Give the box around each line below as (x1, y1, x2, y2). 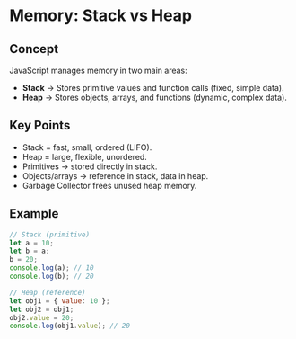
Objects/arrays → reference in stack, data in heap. (22, 170, 209, 181)
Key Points (9, 118, 71, 133)
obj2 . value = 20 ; (9, 313, 74, 322)
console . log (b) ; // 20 (9, 272, 94, 281)
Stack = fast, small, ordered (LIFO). (22, 141, 152, 153)
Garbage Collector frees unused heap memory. (22, 180, 197, 191)
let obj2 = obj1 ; (9, 305, 74, 314)
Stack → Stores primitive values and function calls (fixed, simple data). (22, 83, 284, 93)
